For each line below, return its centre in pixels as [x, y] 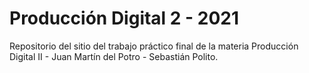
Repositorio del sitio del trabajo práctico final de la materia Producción [154, 46]
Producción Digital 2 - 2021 [124, 18]
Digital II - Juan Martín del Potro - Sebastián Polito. [114, 56]
